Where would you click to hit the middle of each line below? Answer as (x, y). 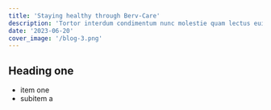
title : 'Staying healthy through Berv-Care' (84, 16)
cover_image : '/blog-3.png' (56, 38)
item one (35, 90)
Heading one (41, 70)
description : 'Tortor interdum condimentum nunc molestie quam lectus (129, 23)
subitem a (37, 99)
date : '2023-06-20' (41, 31)
